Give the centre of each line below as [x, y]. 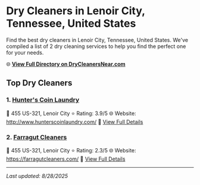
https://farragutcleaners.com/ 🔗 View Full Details [66, 159]
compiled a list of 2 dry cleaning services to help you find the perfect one [96, 46]
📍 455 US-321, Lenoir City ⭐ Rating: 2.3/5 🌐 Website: [71, 150]
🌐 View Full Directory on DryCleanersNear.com [66, 64]
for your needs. [25, 52]
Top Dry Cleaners [39, 83]
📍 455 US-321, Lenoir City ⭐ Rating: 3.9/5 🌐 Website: [71, 113]
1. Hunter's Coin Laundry [43, 100]
